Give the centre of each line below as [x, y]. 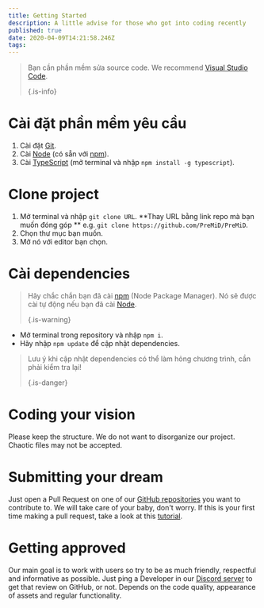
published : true [35, 30]
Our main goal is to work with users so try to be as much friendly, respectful [132, 570]
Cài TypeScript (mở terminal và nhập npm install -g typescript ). [127, 163]
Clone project [54, 194]
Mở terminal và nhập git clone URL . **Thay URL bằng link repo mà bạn [137, 216]
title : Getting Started [48, 15]
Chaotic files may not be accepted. [65, 444]
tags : [17, 45]
